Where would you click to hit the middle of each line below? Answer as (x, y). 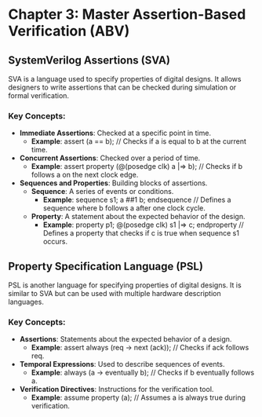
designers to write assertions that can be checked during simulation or (122, 87)
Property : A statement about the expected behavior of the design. (138, 217)
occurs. (55, 242)
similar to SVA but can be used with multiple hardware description (115, 294)
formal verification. (38, 95)
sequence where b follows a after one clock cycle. (124, 208)
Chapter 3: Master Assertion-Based (127, 15)
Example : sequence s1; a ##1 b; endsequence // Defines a (137, 200)
